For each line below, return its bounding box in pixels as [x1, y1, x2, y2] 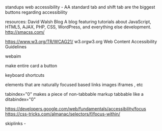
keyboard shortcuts [5, 72, 45, 78]
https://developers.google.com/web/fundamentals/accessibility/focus [5, 106, 146, 111]
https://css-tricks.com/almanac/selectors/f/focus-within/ [5, 111, 120, 117]
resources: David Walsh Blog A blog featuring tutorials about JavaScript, [5, 19, 151, 24]
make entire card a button [5, 63, 57, 68]
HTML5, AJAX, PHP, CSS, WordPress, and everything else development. [5, 24, 152, 30]
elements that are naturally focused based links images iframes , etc [5, 82, 143, 87]
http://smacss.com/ [5, 29, 45, 35]
